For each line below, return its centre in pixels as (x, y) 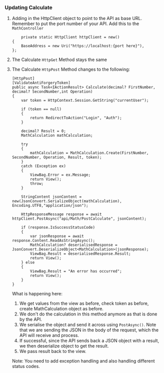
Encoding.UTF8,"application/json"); (50, 206)
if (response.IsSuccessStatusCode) (58, 228)
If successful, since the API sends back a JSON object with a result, (89, 341)
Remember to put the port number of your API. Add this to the (75, 24)
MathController (28, 29)
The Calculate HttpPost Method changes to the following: (71, 70)
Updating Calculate (29, 8)
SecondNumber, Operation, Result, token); (57, 157)
